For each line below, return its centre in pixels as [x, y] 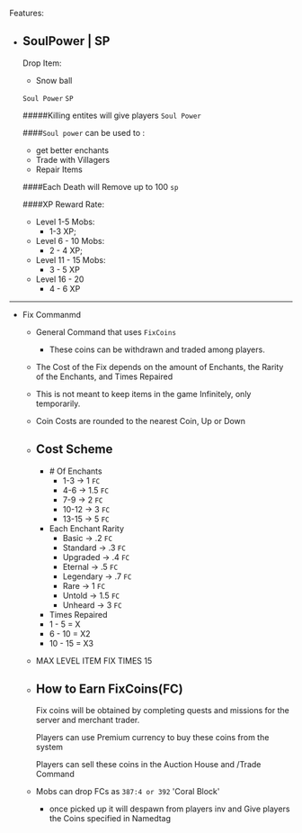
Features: [27, 13]
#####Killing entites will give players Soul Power [112, 115]
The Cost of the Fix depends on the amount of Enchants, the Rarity [160, 367]
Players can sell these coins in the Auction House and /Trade [148, 765]
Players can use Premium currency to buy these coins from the [152, 738]
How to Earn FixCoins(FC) [109, 689]
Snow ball [54, 80]
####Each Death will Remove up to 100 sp [100, 186]
